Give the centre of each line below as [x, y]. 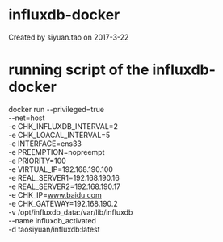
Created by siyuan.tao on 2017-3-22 [69, 37]
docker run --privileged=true [57, 109]
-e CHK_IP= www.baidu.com [55, 194]
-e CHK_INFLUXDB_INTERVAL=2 [63, 126]
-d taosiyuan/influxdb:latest [54, 229]
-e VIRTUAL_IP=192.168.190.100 [61, 169]
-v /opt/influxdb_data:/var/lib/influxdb [71, 212]
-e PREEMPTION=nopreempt [57, 152]
